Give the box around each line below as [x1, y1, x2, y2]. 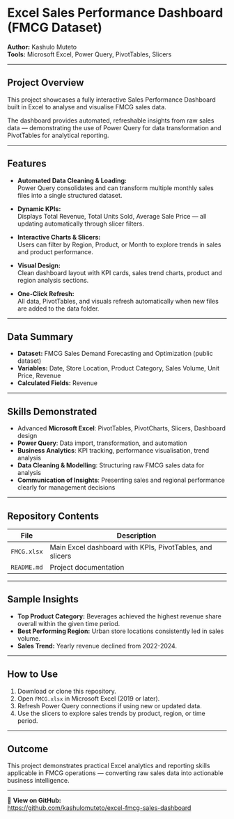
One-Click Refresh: [17, 289, 75, 297]
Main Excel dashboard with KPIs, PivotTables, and [49, 543, 212, 552]
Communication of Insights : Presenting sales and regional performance [17, 476, 225, 485]
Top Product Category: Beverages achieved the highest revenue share [17, 611, 221, 621]
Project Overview [7, 77, 84, 88]
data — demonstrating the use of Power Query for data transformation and [7, 123, 221, 132]
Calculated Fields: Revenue [17, 379, 98, 387]
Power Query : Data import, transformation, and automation [17, 439, 187, 447]
